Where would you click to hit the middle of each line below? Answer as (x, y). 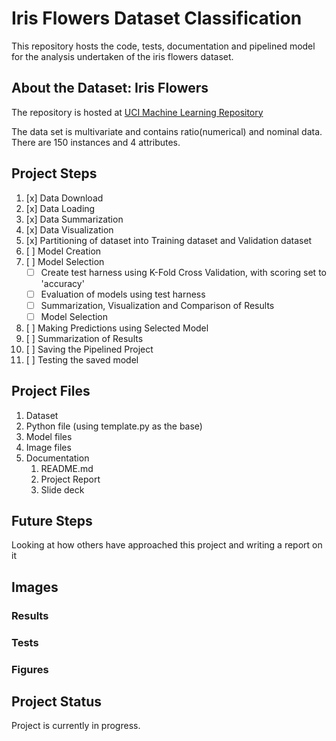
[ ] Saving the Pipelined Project (89, 349)
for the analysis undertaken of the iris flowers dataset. (122, 56)
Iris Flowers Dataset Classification (157, 18)
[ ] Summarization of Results (84, 338)
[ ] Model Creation (63, 251)
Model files (49, 436)
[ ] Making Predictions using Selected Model (117, 328)
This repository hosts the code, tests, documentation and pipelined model (163, 46)
